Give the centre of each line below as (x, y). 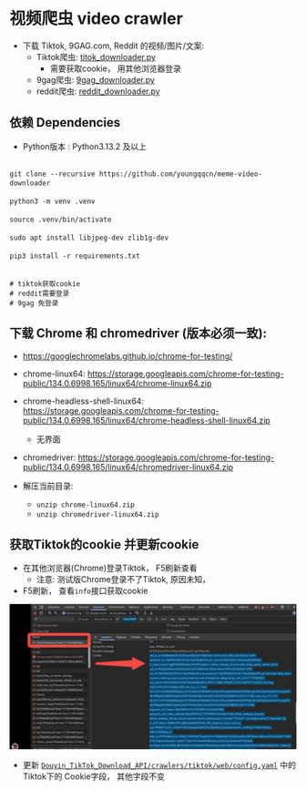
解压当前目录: (48, 486)
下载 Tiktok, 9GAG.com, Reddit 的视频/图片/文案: (113, 46)
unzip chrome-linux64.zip (85, 505)
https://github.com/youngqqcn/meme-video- (180, 174)
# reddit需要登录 (40, 293)
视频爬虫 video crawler (97, 19)
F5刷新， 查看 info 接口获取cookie (85, 591)
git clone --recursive (52, 174)
